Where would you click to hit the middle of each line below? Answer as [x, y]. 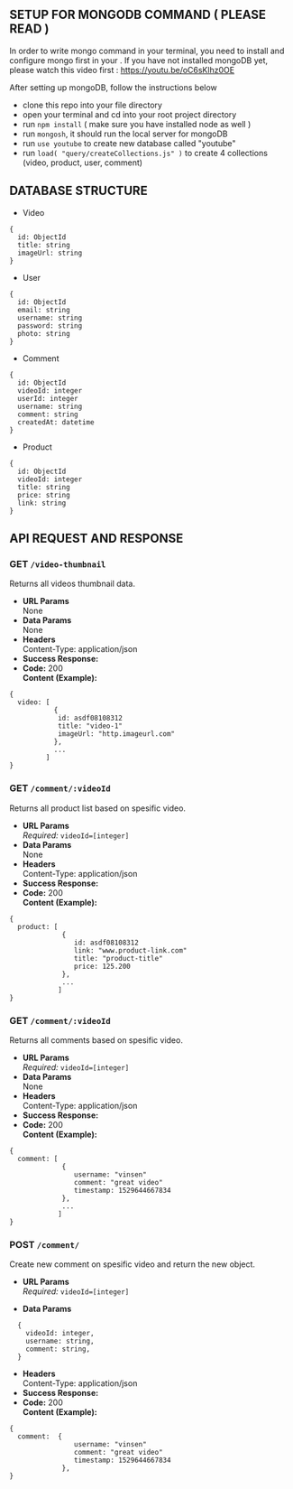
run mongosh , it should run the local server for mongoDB [125, 134]
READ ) [29, 29]
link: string [42, 503]
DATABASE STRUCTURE [78, 191]
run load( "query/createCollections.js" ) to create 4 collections [145, 153]
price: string [44, 495]
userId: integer [48, 398]
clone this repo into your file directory [92, 105]
